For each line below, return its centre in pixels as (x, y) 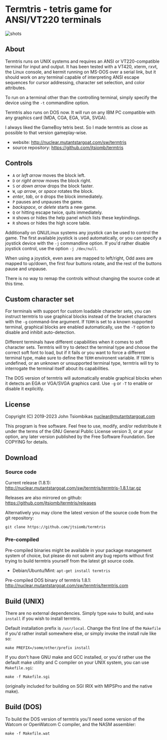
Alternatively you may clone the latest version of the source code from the (82, 512)
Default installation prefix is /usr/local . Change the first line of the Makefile (83, 628)
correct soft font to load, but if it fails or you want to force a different (75, 353)
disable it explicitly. (25, 389)
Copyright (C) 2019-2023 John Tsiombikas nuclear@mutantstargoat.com (80, 417)
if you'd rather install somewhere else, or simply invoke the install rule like (81, 633)
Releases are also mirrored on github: (44, 497)
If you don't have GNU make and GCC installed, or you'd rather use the (78, 657)
